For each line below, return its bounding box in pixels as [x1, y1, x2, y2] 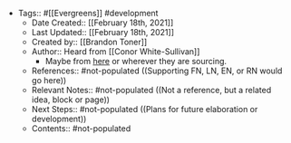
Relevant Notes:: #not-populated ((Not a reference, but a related [31, 85, 272, 95]
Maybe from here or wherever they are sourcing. [44, 56, 228, 66]
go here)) [31, 75, 67, 85]
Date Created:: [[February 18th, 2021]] [31, 17, 174, 28]
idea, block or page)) [31, 94, 111, 105]
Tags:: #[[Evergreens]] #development [17, 8, 159, 18]
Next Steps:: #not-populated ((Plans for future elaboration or [31, 104, 258, 114]
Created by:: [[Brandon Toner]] [31, 36, 148, 47]
